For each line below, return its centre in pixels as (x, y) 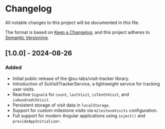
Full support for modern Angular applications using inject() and (79, 115)
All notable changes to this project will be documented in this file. (72, 22)
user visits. (23, 89)
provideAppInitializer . (37, 121)
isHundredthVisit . (31, 99)
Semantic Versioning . (27, 37)
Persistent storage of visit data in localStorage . (61, 105)
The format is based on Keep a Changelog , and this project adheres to (77, 32)
